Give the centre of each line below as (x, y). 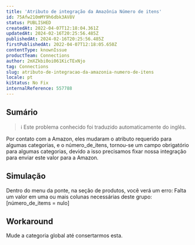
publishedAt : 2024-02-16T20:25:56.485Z (55, 39)
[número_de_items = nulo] (38, 203)
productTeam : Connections (38, 55)
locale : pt (19, 77)
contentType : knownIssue (37, 50)
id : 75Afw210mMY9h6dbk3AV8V (41, 17)
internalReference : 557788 (39, 89)
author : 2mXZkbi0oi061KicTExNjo (46, 61)
